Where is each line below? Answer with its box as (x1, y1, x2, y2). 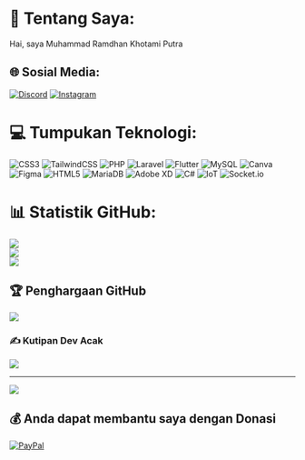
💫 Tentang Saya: (9, 8, 135, 29)
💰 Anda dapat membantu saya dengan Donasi (9, 411, 277, 426)
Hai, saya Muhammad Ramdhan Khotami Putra (9, 38, 183, 49)
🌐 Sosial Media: (9, 65, 100, 80)
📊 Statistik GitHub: (9, 202, 157, 222)
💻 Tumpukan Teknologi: (9, 122, 198, 143)
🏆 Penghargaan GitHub (9, 284, 147, 299)
